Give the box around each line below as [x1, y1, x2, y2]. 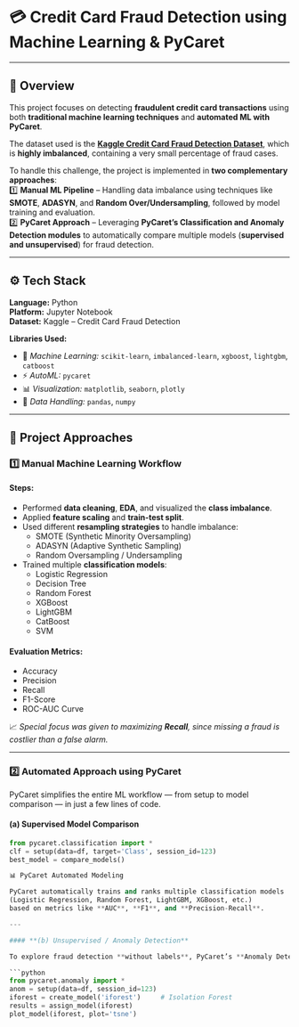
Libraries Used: [9, 333, 68, 344]
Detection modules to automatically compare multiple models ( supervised [9, 229, 285, 240]
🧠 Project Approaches [9, 429, 133, 445]
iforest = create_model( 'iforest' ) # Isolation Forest [9, 993, 233, 1002]
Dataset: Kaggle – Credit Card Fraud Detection [9, 315, 181, 326]
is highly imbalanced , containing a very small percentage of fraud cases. [9, 148, 279, 159]
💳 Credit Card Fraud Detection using [9, 7, 287, 28]
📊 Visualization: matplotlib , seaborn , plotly [21, 383, 185, 394]
